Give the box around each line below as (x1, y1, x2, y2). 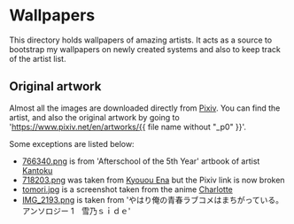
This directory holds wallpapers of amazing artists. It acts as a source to (9, 35, 273, 45)
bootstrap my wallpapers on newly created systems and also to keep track (9, 43, 281, 54)
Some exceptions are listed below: (9, 138, 135, 149)
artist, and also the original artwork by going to (9, 112, 180, 122)
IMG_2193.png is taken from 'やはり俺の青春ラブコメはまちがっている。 (21, 194, 283, 205)
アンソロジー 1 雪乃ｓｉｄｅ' (21, 205, 131, 216)
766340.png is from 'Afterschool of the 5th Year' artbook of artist (21, 156, 260, 166)
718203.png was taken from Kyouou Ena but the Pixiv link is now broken (21, 174, 285, 185)
